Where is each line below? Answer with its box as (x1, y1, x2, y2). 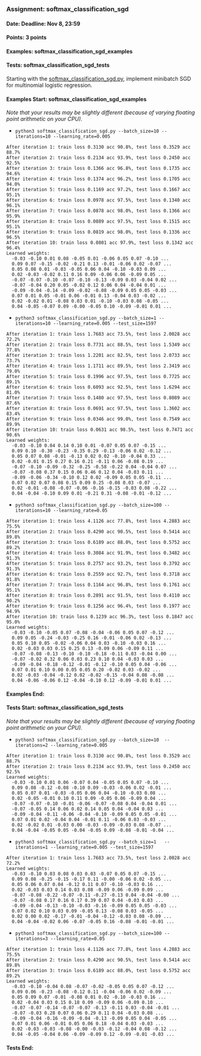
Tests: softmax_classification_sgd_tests (6, 61, 110, 69)
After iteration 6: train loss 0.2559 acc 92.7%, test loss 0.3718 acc (6, 571, 191, 578)
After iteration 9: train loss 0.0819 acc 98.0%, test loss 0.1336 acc (6, 229, 191, 235)
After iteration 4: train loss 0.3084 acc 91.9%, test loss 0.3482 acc (6, 550, 191, 557)
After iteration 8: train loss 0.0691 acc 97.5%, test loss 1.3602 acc (6, 405, 191, 411)
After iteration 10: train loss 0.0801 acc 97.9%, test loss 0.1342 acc (6, 240, 194, 246)
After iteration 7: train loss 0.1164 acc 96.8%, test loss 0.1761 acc (6, 582, 191, 588)
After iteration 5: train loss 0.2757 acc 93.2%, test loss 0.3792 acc (6, 561, 191, 567)
